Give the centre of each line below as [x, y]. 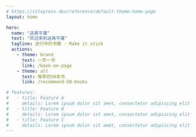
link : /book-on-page [47, 66]
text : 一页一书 [38, 60]
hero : [13, 28]
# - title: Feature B [35, 109]
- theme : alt [33, 71]
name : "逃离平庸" [31, 33]
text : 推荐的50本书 [43, 77]
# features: [21, 93]
